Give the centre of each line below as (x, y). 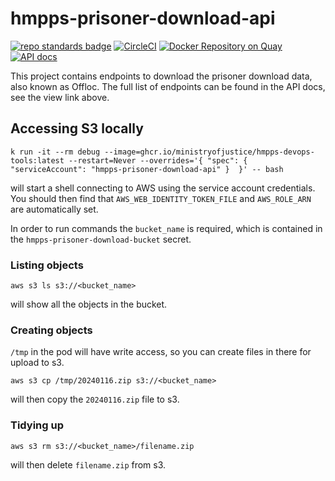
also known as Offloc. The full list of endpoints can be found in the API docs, (168, 86)
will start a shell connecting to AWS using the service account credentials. (163, 188)
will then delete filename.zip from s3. (88, 464)
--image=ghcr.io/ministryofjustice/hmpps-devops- (209, 152)
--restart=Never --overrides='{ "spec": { (158, 160)
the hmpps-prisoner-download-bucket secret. (101, 239)
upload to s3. (37, 363)
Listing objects (47, 265)
